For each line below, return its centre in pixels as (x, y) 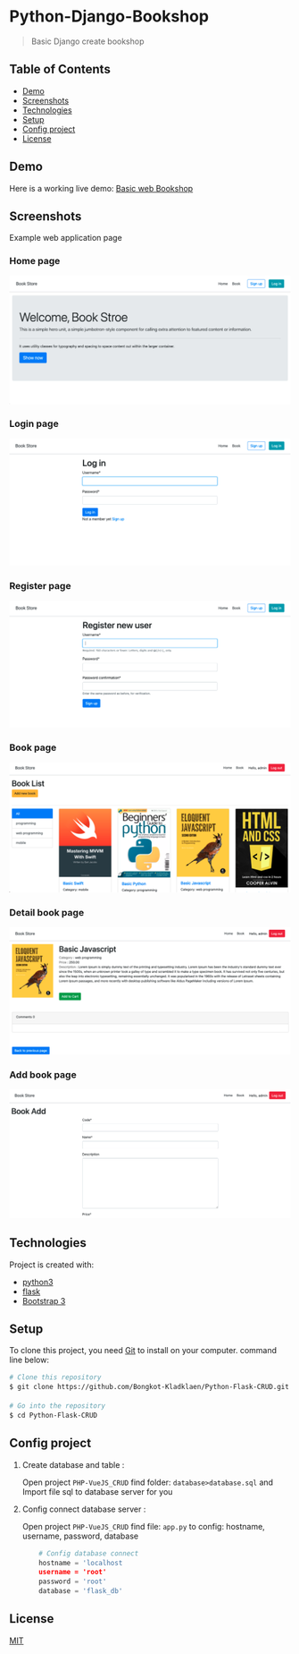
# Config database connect (89, 1553)
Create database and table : (73, 1464)
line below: (29, 1360)
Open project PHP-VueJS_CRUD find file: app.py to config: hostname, (143, 1526)
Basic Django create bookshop (87, 41)
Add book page (43, 1074)
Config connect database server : (84, 1509)
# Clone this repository (55, 1377)
